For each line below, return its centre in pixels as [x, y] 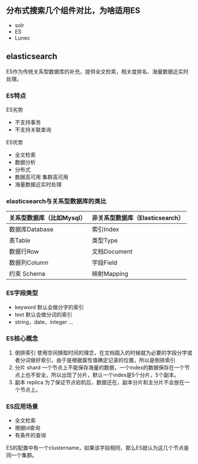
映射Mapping [110, 274]
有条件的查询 [30, 435]
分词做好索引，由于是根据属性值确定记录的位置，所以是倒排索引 [98, 360]
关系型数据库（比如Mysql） [48, 218]
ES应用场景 [22, 406]
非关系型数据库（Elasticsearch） [138, 218]
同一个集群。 [22, 455]
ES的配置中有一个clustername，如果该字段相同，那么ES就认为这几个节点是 [98, 448]
